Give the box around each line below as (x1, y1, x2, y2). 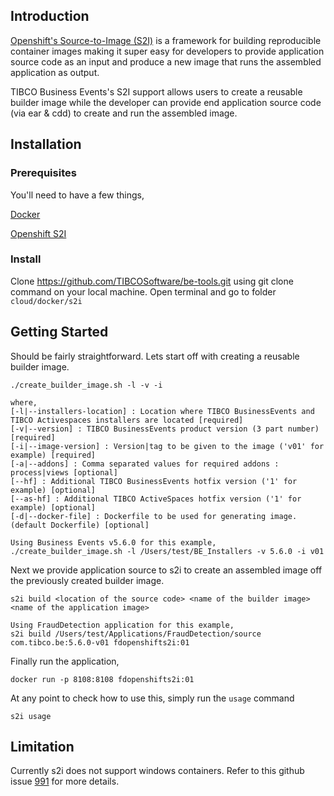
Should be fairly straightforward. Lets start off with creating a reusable (10, 350, 300, 362)
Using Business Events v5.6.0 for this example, (10, 537, 217, 548)
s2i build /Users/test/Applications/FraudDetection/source (10, 629, 262, 639)
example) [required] (10, 450, 97, 460)
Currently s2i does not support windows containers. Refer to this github (10, 765, 305, 777)
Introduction (10, 8, 90, 25)
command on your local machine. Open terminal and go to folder (10, 285, 277, 298)
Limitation (10, 739, 75, 755)
